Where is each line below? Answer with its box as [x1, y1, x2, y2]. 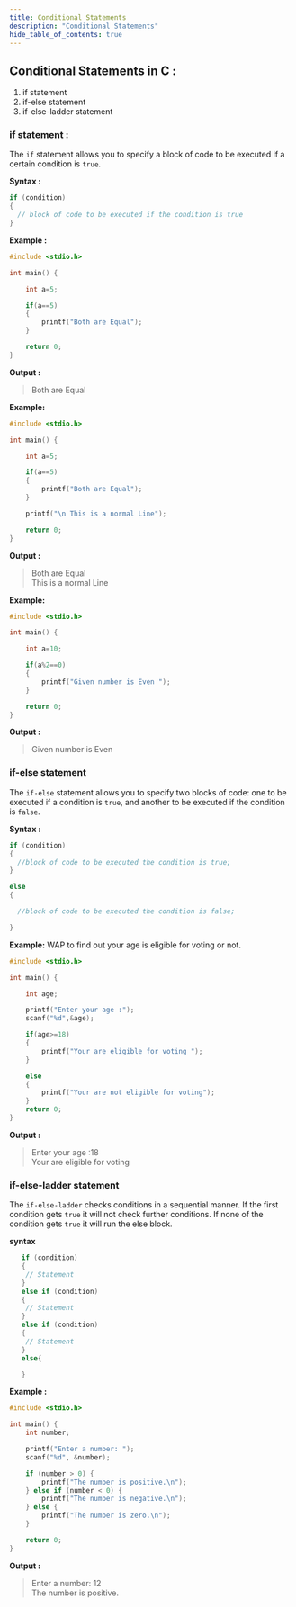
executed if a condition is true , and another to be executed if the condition [9, 796, 285, 807]
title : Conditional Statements [9, 13, 127, 22]
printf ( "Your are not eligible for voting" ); [41, 1088, 216, 1098]
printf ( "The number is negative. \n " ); [41, 1495, 187, 1504]
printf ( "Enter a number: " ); [25, 1445, 135, 1454]
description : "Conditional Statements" [9, 22, 159, 31]
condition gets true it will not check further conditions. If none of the [9, 1209, 264, 1220]
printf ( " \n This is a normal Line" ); [25, 509, 167, 518]
